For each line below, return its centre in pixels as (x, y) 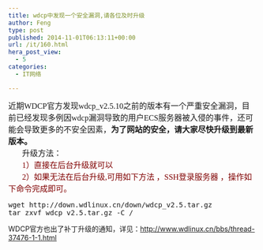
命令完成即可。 (44, 188)
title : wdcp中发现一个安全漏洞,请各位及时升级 (77, 15)
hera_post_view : (35, 52)
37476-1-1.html (32, 237)
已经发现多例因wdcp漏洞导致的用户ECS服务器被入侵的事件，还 (131, 118)
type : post (26, 30)
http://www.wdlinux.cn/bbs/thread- (197, 229)
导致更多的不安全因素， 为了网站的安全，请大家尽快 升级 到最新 (139, 129)
